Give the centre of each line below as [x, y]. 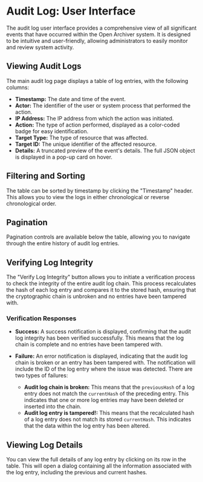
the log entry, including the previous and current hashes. [77, 472]
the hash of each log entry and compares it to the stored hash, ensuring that [101, 290]
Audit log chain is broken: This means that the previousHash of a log [109, 387]
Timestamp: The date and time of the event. [70, 99]
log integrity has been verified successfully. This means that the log [99, 338]
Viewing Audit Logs [44, 66]
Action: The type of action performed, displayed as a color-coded [97, 125]
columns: [18, 87]
